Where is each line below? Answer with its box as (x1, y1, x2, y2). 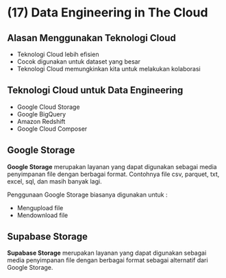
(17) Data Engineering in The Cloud (7, 5, 208, 21)
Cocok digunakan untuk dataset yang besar (16, 58, 140, 66)
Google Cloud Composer (16, 125, 88, 133)
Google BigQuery (16, 110, 66, 118)
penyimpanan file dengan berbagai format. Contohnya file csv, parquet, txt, (7, 170, 220, 178)
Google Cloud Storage (16, 103, 80, 111)
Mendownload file (16, 211, 68, 219)
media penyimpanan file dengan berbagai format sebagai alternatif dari (7, 256, 208, 264)
